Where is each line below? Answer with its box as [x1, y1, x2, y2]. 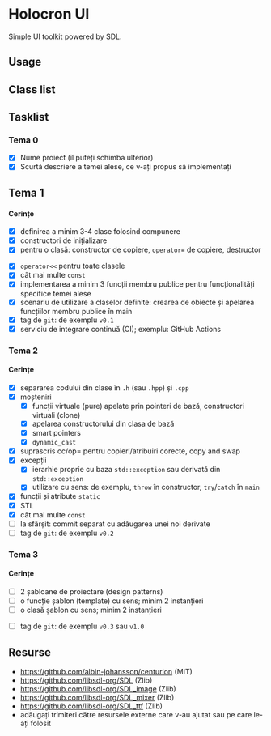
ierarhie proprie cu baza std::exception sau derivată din [32, 465, 221, 474]
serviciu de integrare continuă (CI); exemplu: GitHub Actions [19, 324, 221, 334]
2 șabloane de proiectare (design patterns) [19, 586, 163, 596]
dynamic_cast [32, 439, 77, 447]
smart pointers [32, 428, 81, 438]
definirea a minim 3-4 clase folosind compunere [19, 227, 180, 236]
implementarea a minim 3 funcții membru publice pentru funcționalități [19, 279, 255, 289]
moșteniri [19, 392, 52, 402]
